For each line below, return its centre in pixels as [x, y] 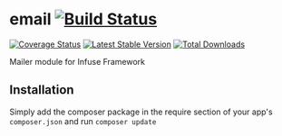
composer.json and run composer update [83, 121]
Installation [42, 90]
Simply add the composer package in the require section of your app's [141, 112]
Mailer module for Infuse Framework [77, 61]
